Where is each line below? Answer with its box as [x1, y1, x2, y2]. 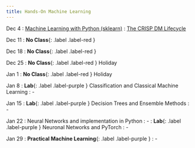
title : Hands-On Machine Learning [6, 8, 92, 15]
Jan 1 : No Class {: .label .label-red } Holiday [6, 70, 112, 77]
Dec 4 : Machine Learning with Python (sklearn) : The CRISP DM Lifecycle [6, 25, 186, 32]
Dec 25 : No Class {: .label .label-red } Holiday [6, 59, 117, 66]
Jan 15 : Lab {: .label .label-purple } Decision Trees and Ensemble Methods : [6, 100, 190, 107]
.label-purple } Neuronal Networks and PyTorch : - [6, 123, 129, 130]
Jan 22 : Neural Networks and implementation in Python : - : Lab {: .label [6, 117, 181, 124]
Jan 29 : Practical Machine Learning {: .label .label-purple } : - [6, 135, 158, 142]
